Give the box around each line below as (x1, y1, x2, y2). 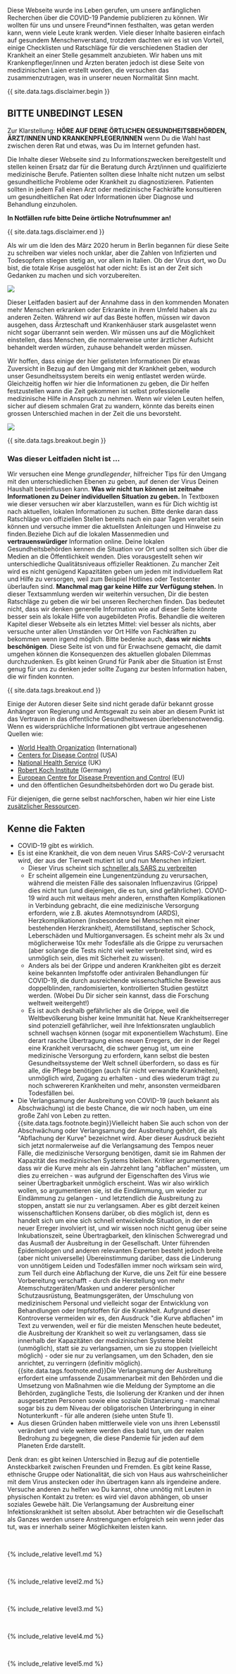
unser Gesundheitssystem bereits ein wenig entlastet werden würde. (7, 371, 206, 380)
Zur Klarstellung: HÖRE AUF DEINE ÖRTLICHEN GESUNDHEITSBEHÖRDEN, (7, 126, 228, 135)
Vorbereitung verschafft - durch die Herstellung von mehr (17, 1276, 185, 1284)
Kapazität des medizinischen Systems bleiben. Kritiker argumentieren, (17, 1156, 221, 1164)
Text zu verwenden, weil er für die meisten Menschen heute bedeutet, (17, 1321, 222, 1329)
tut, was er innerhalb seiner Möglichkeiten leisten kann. (7, 1522, 168, 1531)
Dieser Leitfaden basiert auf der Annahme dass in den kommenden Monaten (7, 298, 229, 306)
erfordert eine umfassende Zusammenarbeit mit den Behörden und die (17, 1373, 223, 1382)
